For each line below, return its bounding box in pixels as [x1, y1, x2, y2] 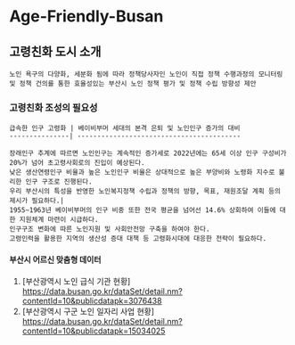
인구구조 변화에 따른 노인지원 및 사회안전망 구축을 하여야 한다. [9, 225, 210, 234]
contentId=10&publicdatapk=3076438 [21, 295, 162, 306]
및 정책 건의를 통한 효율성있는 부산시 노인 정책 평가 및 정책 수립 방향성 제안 [9, 79, 257, 88]
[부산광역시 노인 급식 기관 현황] [21, 275, 131, 286]
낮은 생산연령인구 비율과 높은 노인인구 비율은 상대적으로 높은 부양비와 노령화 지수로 [9, 168, 275, 177]
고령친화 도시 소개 [9, 44, 102, 59]
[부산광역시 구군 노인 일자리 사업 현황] [21, 306, 154, 316]
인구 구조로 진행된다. [25, 177, 93, 186]
